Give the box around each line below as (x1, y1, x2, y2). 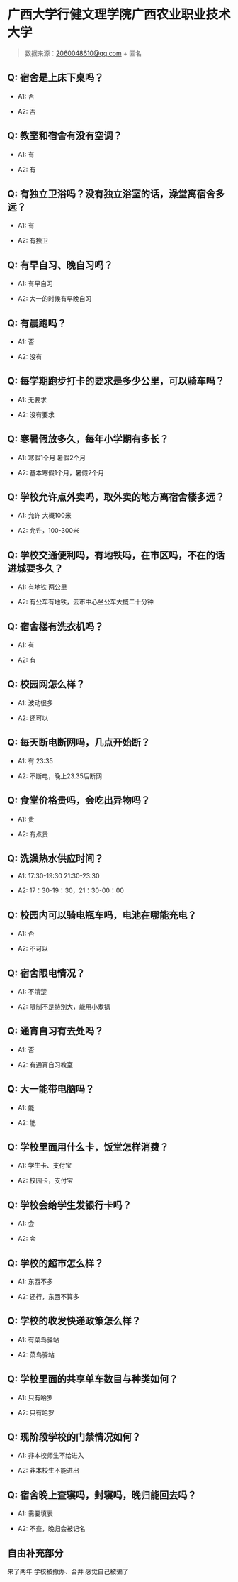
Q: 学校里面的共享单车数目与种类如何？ (7, 1373, 178, 1385)
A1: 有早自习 (17, 280, 53, 288)
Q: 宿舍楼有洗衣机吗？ (7, 620, 104, 632)
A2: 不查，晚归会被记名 (17, 1525, 86, 1533)
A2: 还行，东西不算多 (17, 1293, 79, 1300)
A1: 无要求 (17, 395, 47, 404)
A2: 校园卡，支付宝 (17, 1176, 73, 1185)
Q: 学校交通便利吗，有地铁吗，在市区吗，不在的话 (7, 549, 225, 561)
